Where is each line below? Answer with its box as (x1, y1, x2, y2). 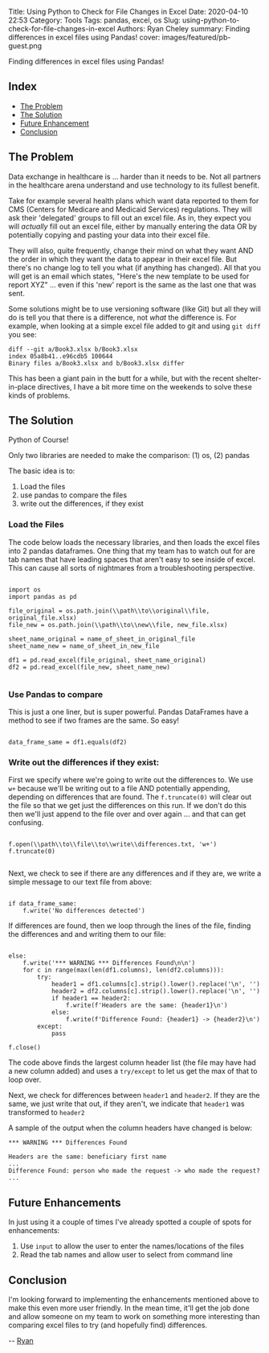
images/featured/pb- (161, 32, 231, 42)
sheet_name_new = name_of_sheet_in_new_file (8, 641, 160, 650)
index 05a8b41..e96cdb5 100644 (8, 352, 113, 361)
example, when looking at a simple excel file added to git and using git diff (8, 321, 261, 331)
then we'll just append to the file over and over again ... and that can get (8, 809, 247, 819)
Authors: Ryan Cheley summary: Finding (116, 24, 251, 33)
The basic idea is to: (8, 466, 75, 476)
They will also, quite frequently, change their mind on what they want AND (8, 245, 255, 255)
